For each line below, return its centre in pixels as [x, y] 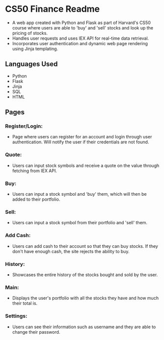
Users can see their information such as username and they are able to [84, 327]
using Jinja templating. [35, 49]
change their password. [36, 332]
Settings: [16, 316]
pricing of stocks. [30, 33]
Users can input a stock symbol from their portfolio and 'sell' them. [80, 223]
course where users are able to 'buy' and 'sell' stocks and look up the [83, 27]
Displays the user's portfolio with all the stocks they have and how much [85, 298]
